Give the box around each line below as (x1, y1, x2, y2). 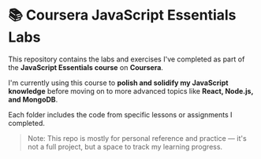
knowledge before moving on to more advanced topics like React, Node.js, (8, 86, 254, 95)
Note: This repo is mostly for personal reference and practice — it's (27, 133, 247, 142)
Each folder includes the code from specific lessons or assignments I (8, 109, 233, 119)
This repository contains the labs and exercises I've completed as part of (8, 54, 245, 64)
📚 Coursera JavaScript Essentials (8, 6, 237, 24)
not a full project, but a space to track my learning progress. (27, 142, 223, 151)
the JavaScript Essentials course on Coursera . (8, 62, 164, 72)
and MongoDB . (8, 94, 58, 104)
